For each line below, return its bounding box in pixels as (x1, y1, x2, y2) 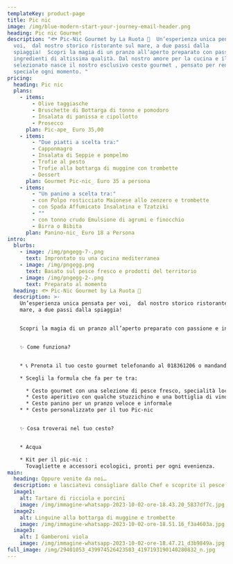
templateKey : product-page (7, 10, 85, 17)
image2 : (13, 507, 36, 515)
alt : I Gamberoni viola (19, 534, 89, 540)
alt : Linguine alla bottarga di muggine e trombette (19, 514, 175, 521)
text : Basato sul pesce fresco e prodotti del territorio (25, 267, 197, 274)
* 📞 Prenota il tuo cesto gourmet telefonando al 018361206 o (19, 362, 202, 369)
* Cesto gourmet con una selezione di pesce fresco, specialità (25, 387, 216, 394)
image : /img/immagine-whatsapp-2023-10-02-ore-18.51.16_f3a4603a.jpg (19, 520, 225, 527)
